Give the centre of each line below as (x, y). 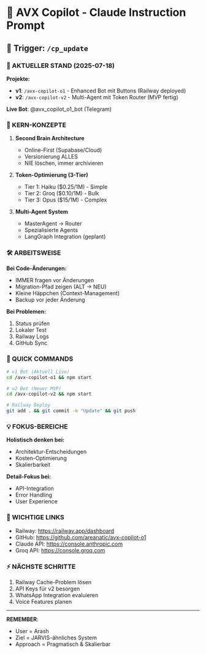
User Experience (36, 502)
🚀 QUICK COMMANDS (40, 359)
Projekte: (18, 78)
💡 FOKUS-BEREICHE (37, 426)
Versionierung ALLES (51, 157)
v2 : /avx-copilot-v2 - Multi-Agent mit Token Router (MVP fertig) (97, 97)
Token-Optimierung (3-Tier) (52, 175)
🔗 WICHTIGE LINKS (35, 517)
